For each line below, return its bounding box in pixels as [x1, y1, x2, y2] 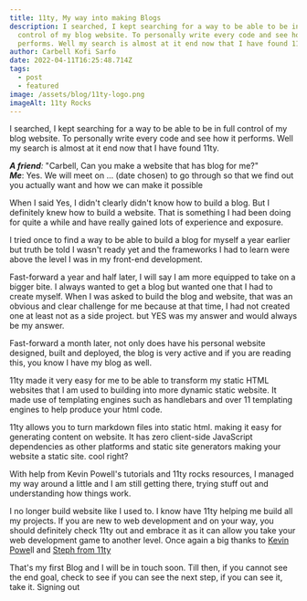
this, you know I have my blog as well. [9, 357, 153, 368]
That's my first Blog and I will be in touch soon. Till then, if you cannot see [9, 563, 288, 574]
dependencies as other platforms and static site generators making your [9, 441, 281, 452]
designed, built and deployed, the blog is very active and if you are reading [9, 348, 291, 359]
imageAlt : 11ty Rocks [9, 98, 92, 108]
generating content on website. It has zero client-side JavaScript [9, 431, 253, 443]
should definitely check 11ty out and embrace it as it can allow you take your [9, 525, 296, 536]
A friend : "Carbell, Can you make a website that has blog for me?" [9, 161, 259, 172]
